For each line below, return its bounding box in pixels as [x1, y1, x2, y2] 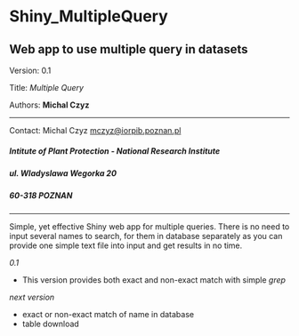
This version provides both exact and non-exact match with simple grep [21, 274, 287, 285]
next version [9, 292, 55, 302]
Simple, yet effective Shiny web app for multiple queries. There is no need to [9, 220, 290, 232]
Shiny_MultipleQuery [9, 6, 169, 27]
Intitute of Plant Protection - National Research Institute [9, 145, 221, 156]
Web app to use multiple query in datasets [9, 42, 248, 57]
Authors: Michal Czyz [9, 100, 90, 110]
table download [21, 318, 80, 329]
